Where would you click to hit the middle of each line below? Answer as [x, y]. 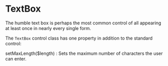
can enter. [16, 58]
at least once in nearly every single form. [48, 28]
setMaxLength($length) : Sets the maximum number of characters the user [84, 53]
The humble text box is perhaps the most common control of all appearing [83, 23]
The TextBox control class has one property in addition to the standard [79, 38]
